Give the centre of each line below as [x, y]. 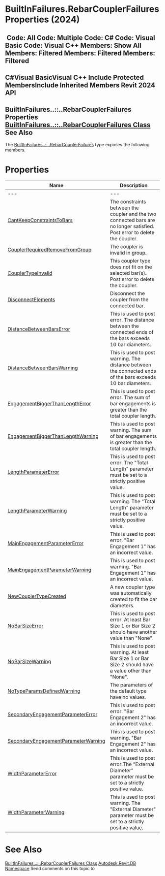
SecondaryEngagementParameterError [53, 714]
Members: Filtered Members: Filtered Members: [80, 53]
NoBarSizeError [26, 625]
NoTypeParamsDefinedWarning [44, 691]
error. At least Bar [130, 619]
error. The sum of [130, 397]
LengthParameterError [33, 472]
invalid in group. [128, 253]
